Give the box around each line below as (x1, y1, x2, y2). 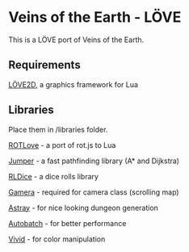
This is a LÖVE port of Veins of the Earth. (8, 35, 145, 44)
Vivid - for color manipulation (8, 234, 106, 244)
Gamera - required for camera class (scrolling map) (8, 187, 179, 197)
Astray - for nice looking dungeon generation (8, 203, 159, 212)
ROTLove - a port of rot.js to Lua (8, 140, 116, 149)
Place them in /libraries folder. (8, 124, 108, 134)
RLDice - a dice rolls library (8, 171, 99, 181)
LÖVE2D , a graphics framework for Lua (8, 79, 139, 89)
